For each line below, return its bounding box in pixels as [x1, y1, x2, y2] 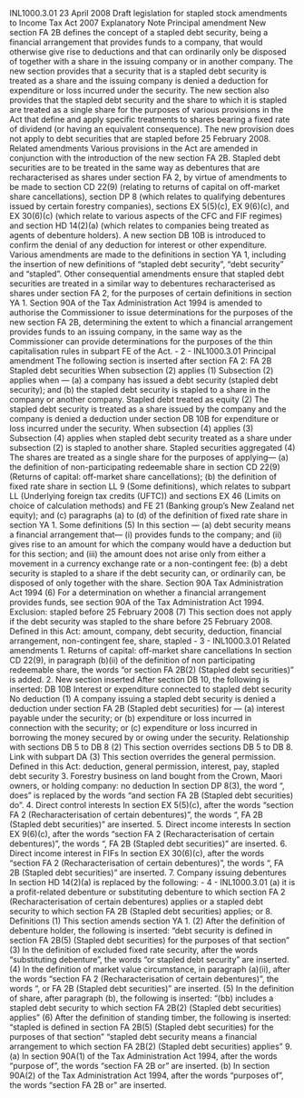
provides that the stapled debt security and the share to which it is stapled [9, 95, 288, 105]
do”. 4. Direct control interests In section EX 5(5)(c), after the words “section [9, 800, 294, 810]
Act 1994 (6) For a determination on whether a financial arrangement [9, 587, 267, 598]
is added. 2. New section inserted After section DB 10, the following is [9, 674, 270, 684]
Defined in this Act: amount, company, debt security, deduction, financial [9, 626, 282, 636]
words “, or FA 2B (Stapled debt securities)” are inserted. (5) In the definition [9, 983, 295, 993]
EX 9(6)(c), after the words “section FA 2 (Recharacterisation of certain [9, 829, 275, 839]
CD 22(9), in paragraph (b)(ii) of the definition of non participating [9, 654, 256, 665]
